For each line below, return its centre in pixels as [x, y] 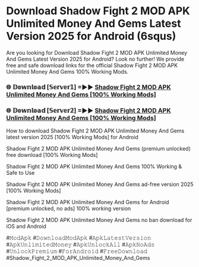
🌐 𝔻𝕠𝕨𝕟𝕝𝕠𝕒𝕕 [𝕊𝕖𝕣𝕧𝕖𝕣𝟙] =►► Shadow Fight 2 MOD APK [89, 87]
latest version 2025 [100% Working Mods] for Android [72, 137]
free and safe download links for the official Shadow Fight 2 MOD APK [92, 65]
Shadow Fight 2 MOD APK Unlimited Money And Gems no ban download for [99, 220]
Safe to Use [20, 173]
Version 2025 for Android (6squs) [91, 36]
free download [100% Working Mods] [52, 155]
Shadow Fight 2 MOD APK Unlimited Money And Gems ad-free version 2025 [100, 184]
